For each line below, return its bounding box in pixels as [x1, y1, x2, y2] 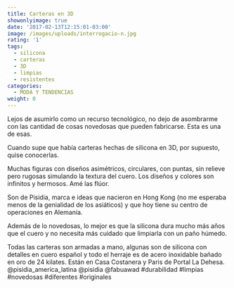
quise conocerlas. [7, 151, 60, 159]
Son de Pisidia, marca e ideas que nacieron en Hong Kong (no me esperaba [7, 193, 227, 201]
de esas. [7, 130, 32, 138]
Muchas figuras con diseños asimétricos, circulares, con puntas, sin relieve [7, 165, 226, 173]
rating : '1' [7, 37, 42, 44]
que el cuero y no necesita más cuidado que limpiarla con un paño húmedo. [7, 230, 227, 237]
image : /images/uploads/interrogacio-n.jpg [7, 30, 137, 37]
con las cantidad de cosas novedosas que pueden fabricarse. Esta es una [7, 123, 221, 130]
